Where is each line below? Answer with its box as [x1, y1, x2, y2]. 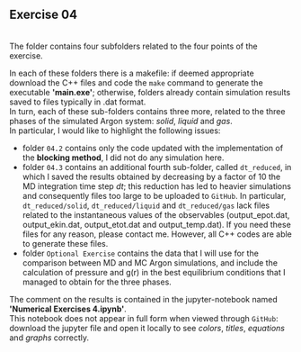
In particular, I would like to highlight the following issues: [9, 125, 221, 136]
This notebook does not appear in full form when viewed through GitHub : [9, 312, 279, 323]
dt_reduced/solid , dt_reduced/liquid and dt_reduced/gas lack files [22, 200, 270, 211]
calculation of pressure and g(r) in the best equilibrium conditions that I [22, 266, 286, 277]
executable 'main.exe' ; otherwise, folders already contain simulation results [9, 86, 291, 97]
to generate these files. [22, 238, 109, 248]
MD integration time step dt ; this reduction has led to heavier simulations [22, 180, 292, 192]
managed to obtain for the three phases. [22, 276, 173, 287]
